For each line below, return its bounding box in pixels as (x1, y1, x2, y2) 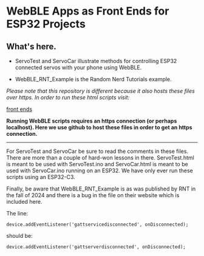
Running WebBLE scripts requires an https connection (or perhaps (6, 117, 177, 124)
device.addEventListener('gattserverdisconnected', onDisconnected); (6, 244, 186, 250)
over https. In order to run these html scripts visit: (6, 94, 130, 101)
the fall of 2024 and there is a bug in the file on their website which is (6, 192, 180, 198)
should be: (6, 232, 33, 239)
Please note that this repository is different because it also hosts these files (6, 87, 195, 95)
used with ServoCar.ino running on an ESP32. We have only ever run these (6, 167, 193, 174)
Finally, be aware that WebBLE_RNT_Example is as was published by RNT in (6, 185, 196, 192)
